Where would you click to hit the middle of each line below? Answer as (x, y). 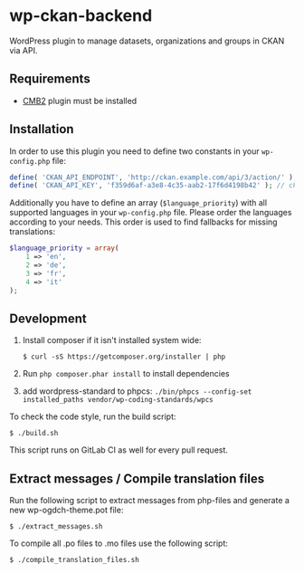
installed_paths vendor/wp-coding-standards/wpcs (118, 400)
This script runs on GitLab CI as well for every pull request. (119, 450)
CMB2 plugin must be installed (80, 100)
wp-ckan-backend (81, 16)
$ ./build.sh (34, 434)
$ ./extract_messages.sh (56, 527)
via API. (24, 50)
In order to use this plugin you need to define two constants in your (134, 151)
